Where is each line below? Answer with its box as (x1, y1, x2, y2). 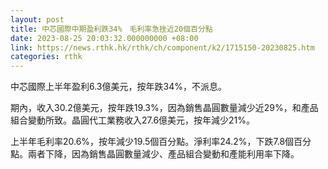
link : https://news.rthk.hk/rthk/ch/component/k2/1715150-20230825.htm (10, 42, 315, 53)
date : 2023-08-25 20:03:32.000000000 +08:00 (10, 33, 199, 43)
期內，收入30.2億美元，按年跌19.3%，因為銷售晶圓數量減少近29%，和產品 (10, 102, 319, 114)
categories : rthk (10, 52, 83, 62)
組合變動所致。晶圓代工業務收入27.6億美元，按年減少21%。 (10, 114, 256, 126)
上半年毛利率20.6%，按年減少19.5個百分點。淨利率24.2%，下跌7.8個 (10, 136, 295, 148)
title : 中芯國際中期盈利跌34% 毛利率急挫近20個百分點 (10, 24, 213, 34)
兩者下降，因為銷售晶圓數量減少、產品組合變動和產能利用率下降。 (27, 148, 300, 160)
